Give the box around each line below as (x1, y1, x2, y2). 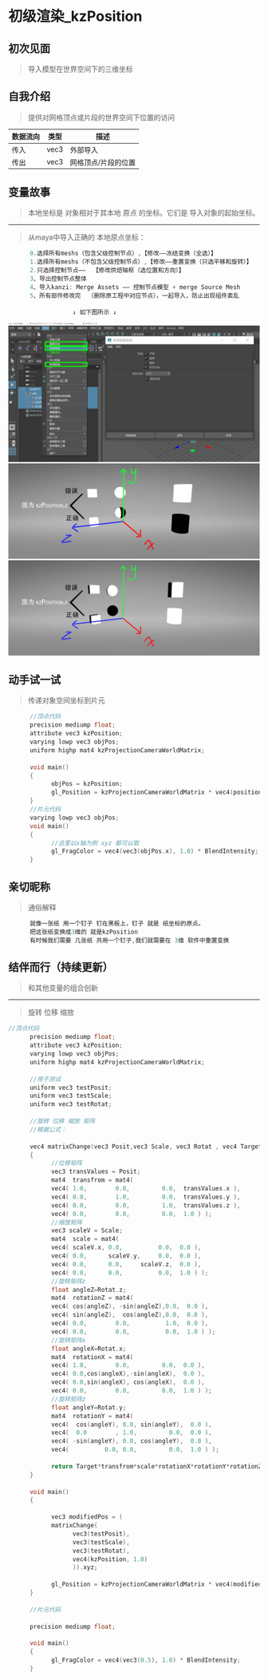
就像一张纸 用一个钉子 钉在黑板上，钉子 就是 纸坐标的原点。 (29, 920, 205, 928)
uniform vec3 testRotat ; (29, 1100, 112, 1108)
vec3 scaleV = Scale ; (50, 1226, 124, 1234)
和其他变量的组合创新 (27, 983, 98, 993)
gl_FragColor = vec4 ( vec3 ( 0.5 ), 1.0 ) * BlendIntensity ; (50, 1656, 241, 1665)
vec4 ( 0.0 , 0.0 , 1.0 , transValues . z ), (50, 1201, 241, 1210)
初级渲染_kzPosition (8, 7, 143, 26)
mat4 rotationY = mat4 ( (50, 1412, 134, 1420)
